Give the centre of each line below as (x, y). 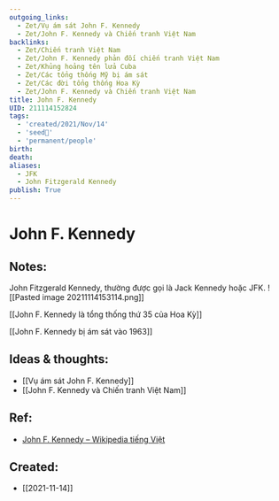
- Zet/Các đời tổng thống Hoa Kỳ (79, 83)
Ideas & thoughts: (59, 359)
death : (21, 157)
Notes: (28, 266)
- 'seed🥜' (35, 133)
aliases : (25, 166)
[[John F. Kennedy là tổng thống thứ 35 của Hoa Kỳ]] (105, 314)
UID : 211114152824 (43, 108)
